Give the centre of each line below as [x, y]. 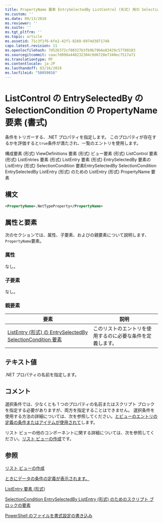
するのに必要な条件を [122, 336]
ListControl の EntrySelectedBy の [74, 98]
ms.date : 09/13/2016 [26, 18]
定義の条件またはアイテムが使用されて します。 [51, 422]
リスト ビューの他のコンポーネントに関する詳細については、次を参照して [78, 433]
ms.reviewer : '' [21, 23]
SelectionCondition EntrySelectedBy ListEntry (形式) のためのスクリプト [77, 499]
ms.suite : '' [18, 28]
